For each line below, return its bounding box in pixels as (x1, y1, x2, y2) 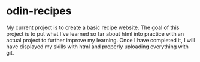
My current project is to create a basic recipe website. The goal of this (6, 24, 180, 31)
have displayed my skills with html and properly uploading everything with (6, 43, 189, 50)
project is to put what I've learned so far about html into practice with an (6, 30, 184, 37)
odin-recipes (6, 4, 72, 18)
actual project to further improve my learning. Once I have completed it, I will (6, 36, 195, 44)
